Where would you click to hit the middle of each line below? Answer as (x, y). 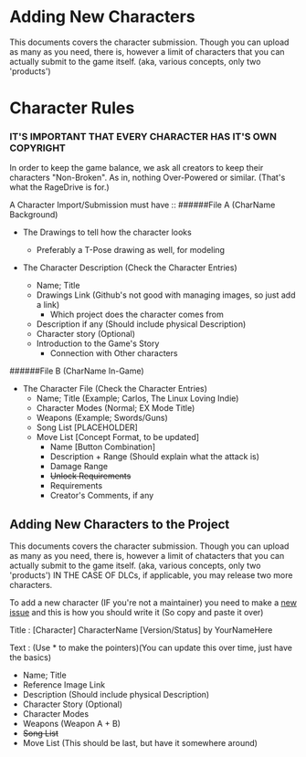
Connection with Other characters (114, 353)
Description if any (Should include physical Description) (141, 324)
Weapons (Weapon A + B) (72, 724)
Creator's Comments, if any (102, 496)
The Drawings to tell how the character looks (107, 232)
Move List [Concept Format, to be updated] (117, 437)
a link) (48, 305)
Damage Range (79, 467)
